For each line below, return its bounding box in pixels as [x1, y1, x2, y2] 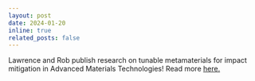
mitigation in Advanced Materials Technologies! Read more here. [8, 64, 221, 74]
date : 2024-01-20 [8, 19, 66, 27]
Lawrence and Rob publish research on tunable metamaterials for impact [8, 56, 247, 65]
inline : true [8, 26, 52, 34]
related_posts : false [8, 33, 80, 42]
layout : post [8, 11, 52, 20]
